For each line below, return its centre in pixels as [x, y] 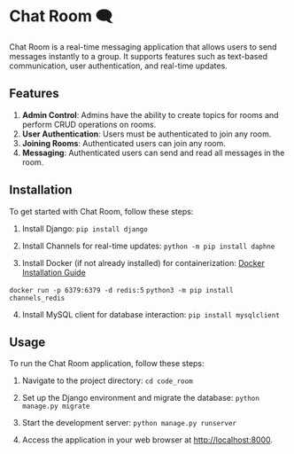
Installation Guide [54, 272]
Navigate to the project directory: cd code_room [107, 380]
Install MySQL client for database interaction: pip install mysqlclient [151, 314]
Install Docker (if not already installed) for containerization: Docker [143, 262]
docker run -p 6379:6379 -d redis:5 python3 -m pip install [121, 290]
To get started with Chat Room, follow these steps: [101, 211]
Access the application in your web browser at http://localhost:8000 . [147, 440]
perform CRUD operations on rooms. [89, 124]
